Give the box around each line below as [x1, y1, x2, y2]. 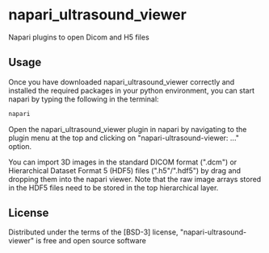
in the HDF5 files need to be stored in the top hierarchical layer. [8, 183, 219, 193]
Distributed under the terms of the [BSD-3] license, [8, 227, 179, 237]
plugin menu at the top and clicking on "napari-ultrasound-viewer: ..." [8, 133, 240, 143]
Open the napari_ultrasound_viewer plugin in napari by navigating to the [8, 124, 247, 134]
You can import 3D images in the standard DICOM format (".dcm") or [8, 157, 237, 167]
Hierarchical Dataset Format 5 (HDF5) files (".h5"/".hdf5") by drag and [8, 165, 241, 175]
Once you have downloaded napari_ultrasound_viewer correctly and [8, 77, 235, 86]
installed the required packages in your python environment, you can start [8, 85, 255, 95]
